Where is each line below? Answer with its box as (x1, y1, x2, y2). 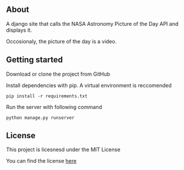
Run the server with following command (6, 103, 103, 110)
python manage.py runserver (6, 114, 75, 121)
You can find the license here (6, 158, 77, 165)
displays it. (6, 26, 32, 33)
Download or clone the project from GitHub (6, 70, 110, 77)
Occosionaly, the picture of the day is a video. (6, 38, 117, 45)
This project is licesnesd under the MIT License (6, 146, 121, 153)
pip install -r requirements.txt (6, 93, 88, 99)
